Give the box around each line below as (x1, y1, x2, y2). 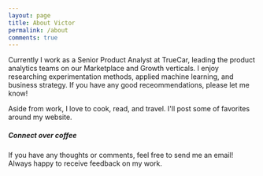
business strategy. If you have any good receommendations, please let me (8, 81, 250, 90)
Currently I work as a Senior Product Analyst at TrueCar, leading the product (8, 55, 256, 65)
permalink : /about (8, 26, 69, 34)
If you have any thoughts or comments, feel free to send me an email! (8, 151, 234, 160)
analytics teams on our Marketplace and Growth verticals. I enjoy (8, 64, 219, 73)
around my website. (8, 112, 72, 122)
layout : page (8, 11, 51, 20)
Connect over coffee (8, 130, 77, 140)
